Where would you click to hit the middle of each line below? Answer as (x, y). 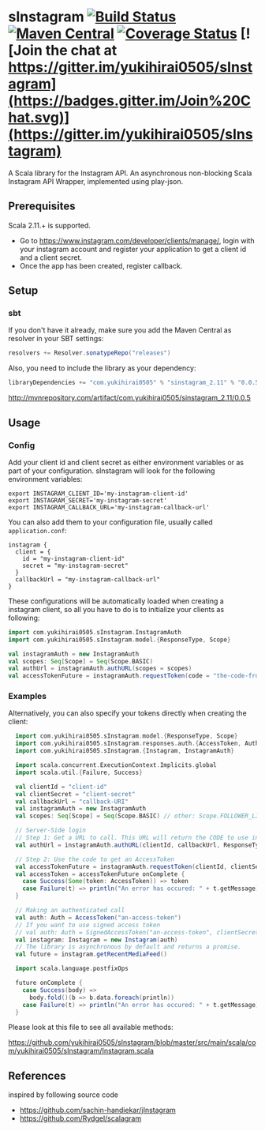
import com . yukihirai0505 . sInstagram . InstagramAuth (95, 632)
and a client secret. (51, 257)
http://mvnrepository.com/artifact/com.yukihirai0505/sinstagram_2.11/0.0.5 (129, 398)
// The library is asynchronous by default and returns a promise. (129, 947)
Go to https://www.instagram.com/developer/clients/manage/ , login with (137, 240)
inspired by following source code (63, 1095)
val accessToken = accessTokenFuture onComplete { (100, 874)
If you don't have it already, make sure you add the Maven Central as (120, 330)
